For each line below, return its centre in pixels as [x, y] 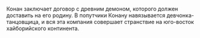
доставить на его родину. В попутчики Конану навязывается [86, 15]
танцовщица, [23, 22]
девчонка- [180, 15]
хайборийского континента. [43, 28]
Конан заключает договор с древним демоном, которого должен [92, 9]
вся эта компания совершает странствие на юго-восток [120, 22]
